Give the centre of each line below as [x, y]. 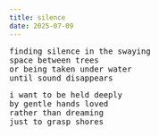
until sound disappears [61, 78]
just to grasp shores [57, 121]
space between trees [54, 60]
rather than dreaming [57, 112]
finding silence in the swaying [80, 51]
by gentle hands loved [59, 103]
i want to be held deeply [66, 94]
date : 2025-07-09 [42, 26]
